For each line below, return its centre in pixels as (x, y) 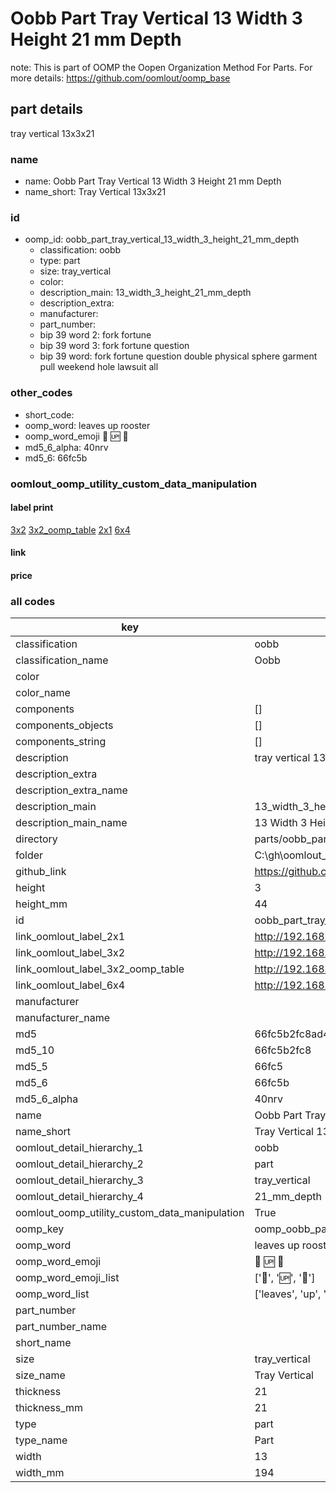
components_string (61, 742)
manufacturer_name (63, 1018)
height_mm (41, 904)
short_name (43, 1343)
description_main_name (71, 823)
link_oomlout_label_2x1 (70, 937)
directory (36, 839)
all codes (33, 601)
